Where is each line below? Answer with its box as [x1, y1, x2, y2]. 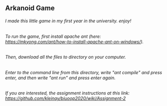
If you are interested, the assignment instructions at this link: [5, 90, 130, 96]
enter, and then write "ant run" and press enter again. [5, 75, 116, 81]
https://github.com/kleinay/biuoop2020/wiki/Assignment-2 [5, 96, 126, 102]
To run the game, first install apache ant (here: [5, 33, 101, 39]
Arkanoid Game [5, 4, 55, 12]
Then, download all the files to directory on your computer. [5, 54, 126, 60]
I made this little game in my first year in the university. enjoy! [5, 17, 132, 24]
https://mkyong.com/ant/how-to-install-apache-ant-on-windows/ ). [5, 38, 144, 44]
